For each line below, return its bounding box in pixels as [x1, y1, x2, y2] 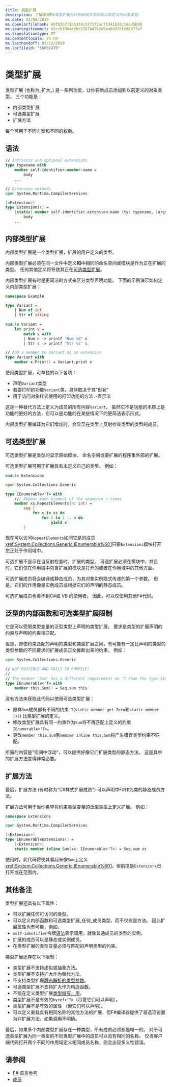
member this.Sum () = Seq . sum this [14, 685, 88, 691]
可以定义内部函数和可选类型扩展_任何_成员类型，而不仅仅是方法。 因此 [12, 917, 161, 923]
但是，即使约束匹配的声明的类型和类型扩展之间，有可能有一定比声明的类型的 [5, 641, 166, 647]
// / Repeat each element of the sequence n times [14, 496, 122, 501]
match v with [23, 331, 51, 336]
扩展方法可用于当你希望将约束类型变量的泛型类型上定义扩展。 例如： [5, 804, 149, 810]
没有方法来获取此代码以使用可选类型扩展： [5, 695, 95, 702]
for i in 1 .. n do [41, 515, 83, 520]
